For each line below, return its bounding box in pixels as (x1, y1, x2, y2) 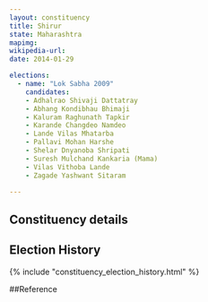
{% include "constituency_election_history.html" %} (9, 266, 200, 277)
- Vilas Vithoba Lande (25, 162, 110, 171)
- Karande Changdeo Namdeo (25, 121, 126, 130)
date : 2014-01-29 (9, 55, 74, 64)
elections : (9, 71, 50, 81)
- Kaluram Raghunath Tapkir (25, 113, 130, 122)
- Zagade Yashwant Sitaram (25, 171, 126, 180)
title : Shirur (9, 22, 63, 30)
